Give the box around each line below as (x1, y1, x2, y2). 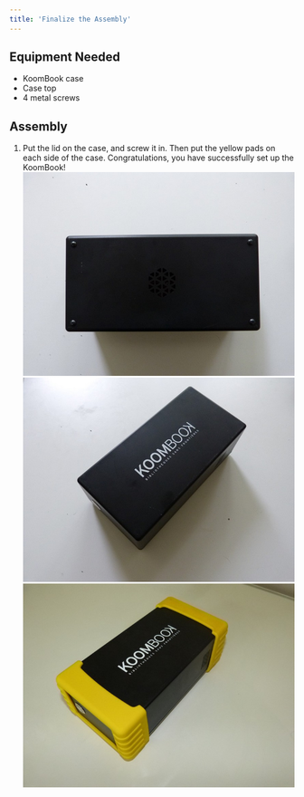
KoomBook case (22, 73, 84, 84)
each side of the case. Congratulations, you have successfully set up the (22, 152, 294, 163)
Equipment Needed (9, 50, 120, 65)
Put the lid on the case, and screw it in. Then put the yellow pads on (22, 143, 276, 154)
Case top (22, 82, 57, 94)
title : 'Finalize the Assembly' (9, 14, 131, 24)
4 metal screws (22, 92, 81, 103)
